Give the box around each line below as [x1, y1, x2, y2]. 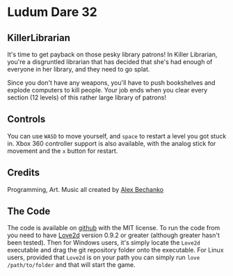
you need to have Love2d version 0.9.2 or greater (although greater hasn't [7, 231, 220, 240]
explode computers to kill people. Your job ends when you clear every [7, 86, 208, 94]
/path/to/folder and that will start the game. [7, 261, 136, 269]
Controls [7, 113, 46, 125]
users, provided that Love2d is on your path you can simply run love [7, 253, 200, 261]
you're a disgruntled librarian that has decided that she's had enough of [7, 58, 213, 66]
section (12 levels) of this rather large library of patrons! [7, 93, 167, 102]
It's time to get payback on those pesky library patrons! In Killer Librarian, [7, 50, 218, 58]
